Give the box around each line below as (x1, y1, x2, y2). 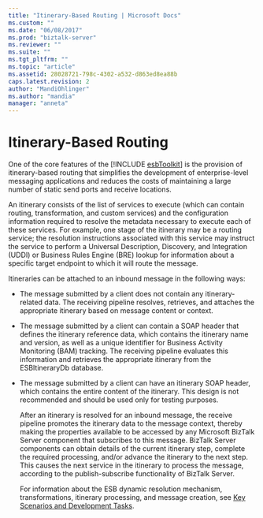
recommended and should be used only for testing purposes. (19, 395, 219, 404)
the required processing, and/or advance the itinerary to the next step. (19, 453, 249, 462)
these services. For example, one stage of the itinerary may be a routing (8, 225, 243, 235)
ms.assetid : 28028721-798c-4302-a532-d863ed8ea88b (8, 70, 178, 78)
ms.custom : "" (8, 19, 55, 27)
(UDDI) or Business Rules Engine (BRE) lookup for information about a (8, 250, 235, 260)
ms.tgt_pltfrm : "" (8, 56, 69, 64)
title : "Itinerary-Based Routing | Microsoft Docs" (8, 11, 181, 20)
